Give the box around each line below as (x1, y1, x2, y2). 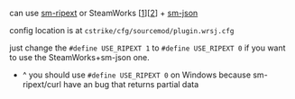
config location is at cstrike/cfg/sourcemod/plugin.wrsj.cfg (9, 25, 235, 35)
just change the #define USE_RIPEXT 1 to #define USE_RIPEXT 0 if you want (9, 42, 286, 53)
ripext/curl (22, 79, 61, 89)
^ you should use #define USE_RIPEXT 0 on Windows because (22, 69, 251, 80)
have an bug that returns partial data (62, 79, 199, 89)
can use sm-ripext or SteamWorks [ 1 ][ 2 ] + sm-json (9, 8, 198, 18)
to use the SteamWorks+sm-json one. (9, 52, 151, 62)
